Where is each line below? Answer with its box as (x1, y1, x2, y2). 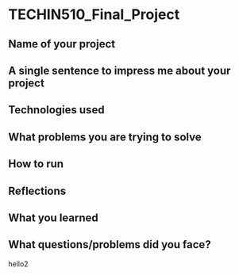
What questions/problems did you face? (8, 238, 212, 251)
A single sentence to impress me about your (8, 63, 231, 77)
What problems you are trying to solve (8, 130, 202, 143)
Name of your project (8, 37, 116, 51)
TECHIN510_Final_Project (8, 6, 180, 24)
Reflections (8, 184, 67, 197)
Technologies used (8, 103, 105, 116)
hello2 (8, 259, 29, 269)
